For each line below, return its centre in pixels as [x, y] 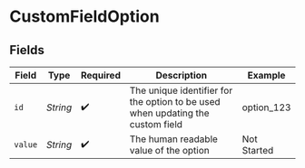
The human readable [173, 139]
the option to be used [175, 102]
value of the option [170, 150]
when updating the [170, 113]
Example [266, 75]
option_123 [266, 107]
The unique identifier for [181, 90]
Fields [27, 50]
